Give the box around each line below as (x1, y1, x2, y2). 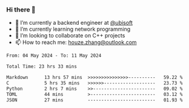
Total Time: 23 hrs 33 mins (6, 63, 78, 70)
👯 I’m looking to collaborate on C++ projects (15, 32, 125, 39)
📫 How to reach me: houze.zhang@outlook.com (15, 39, 138, 46)
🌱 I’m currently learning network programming (15, 25, 131, 33)
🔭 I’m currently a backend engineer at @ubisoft (15, 19, 133, 27)
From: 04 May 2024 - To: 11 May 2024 (6, 52, 102, 59)
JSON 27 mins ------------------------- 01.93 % (6, 97, 183, 103)
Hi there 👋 (6, 5, 36, 14)
